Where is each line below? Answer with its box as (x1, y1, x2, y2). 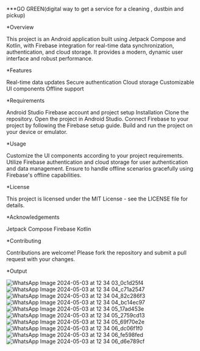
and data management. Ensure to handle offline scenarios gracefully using (6, 165, 193, 172)
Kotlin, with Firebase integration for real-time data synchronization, (6, 42, 174, 49)
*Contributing (6, 237, 41, 244)
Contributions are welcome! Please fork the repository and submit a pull (6, 249, 187, 256)
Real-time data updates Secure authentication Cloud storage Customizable (6, 79, 195, 86)
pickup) (6, 12, 26, 19)
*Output (6, 267, 27, 275)
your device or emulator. (6, 128, 68, 135)
